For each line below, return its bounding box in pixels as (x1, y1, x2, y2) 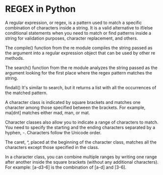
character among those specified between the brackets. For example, (5, 104, 146, 110)
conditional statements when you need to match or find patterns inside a (5, 30, 152, 36)
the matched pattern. (5, 90, 48, 96)
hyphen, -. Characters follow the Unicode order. (5, 129, 102, 135)
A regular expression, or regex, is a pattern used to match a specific (5, 20, 142, 25)
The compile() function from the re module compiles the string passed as (5, 45, 153, 50)
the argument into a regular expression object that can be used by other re (5, 50, 156, 56)
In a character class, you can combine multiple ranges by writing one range (5, 153, 157, 160)
